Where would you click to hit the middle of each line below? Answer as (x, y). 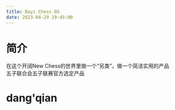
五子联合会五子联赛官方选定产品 (45, 73)
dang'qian (32, 98)
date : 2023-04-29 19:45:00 (40, 17)
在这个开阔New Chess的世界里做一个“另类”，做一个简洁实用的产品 (88, 66)
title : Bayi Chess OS (33, 12)
